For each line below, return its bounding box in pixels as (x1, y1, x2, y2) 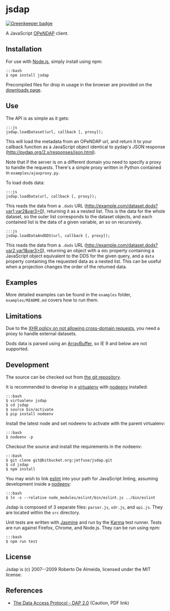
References (6, 586, 43, 595)
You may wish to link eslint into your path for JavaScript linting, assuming (6, 476, 158, 482)
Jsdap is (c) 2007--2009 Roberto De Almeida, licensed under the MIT (6, 566, 151, 572)
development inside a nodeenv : (6, 481, 71, 487)
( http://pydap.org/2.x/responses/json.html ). (6, 149, 97, 155)
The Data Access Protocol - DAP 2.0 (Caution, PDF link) (13, 600, 130, 606)
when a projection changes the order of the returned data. (6, 263, 127, 269)
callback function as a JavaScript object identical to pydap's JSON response (6, 144, 165, 150)
